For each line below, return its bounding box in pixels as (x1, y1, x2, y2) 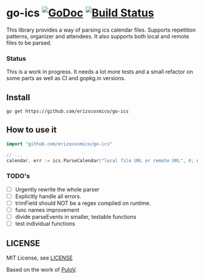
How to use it (6, 125, 57, 135)
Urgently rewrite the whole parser (15, 185, 100, 193)
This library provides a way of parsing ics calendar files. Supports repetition (6, 26, 196, 33)
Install (6, 92, 30, 103)
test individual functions (15, 220, 75, 227)
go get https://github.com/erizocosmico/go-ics (6, 108, 129, 115)
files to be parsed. (6, 39, 52, 46)
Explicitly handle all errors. (15, 192, 82, 200)
